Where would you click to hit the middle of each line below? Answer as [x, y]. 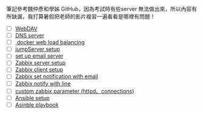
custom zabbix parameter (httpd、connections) [75, 91]
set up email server [39, 56]
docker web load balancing [51, 42]
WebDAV [26, 29]
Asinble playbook [37, 104]
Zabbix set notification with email [57, 76]
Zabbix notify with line [43, 83]
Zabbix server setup [40, 63]
